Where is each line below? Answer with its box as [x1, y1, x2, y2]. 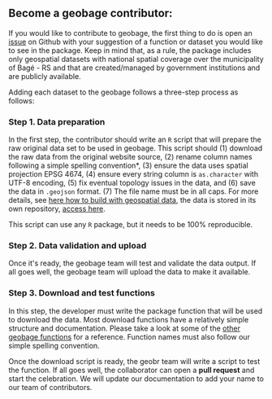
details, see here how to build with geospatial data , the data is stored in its [8, 195, 257, 205]
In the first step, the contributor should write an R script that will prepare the [8, 134, 261, 145]
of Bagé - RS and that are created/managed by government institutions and [8, 63, 261, 72]
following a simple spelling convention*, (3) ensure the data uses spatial [8, 160, 249, 170]
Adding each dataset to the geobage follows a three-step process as [8, 87, 239, 97]
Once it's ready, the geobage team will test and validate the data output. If [8, 258, 257, 268]
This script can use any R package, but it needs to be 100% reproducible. [8, 220, 253, 230]
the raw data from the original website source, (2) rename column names [8, 152, 253, 162]
